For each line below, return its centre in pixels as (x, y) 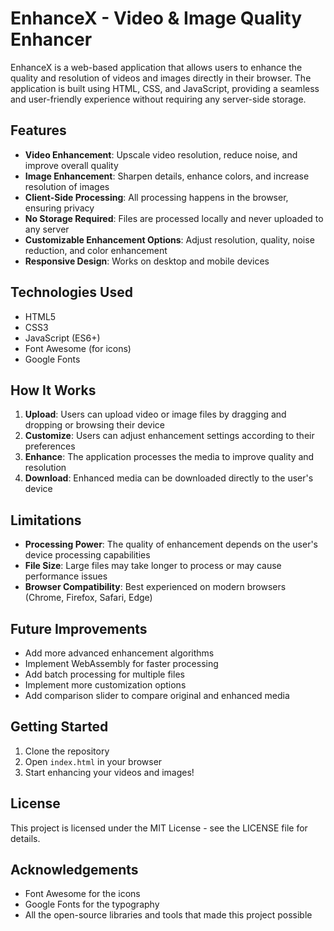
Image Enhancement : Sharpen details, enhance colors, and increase (167, 176)
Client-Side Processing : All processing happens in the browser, (156, 197)
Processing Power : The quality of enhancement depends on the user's (171, 544)
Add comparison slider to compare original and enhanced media (157, 695)
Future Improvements (79, 628)
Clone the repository (67, 751)
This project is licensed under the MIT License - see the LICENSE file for (159, 828)
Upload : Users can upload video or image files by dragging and (155, 414)
